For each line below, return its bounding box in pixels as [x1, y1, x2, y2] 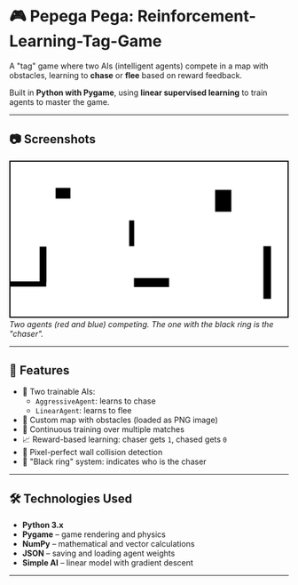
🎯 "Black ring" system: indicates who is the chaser [21, 456, 207, 467]
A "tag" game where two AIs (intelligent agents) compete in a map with [9, 60, 269, 71]
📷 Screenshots [9, 132, 96, 147]
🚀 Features [9, 363, 70, 378]
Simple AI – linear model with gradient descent [21, 557, 193, 568]
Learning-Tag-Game [9, 31, 162, 52]
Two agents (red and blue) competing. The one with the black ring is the [9, 319, 274, 330]
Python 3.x [21, 519, 64, 530]
